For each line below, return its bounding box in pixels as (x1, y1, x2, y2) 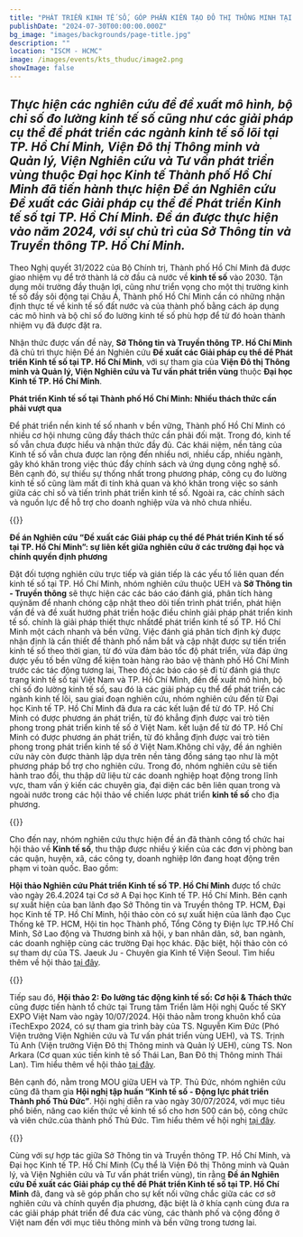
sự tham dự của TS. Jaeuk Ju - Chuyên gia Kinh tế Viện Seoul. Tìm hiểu (9, 947, 275, 958)
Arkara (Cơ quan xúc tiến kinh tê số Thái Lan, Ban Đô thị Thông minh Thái (9, 1049, 283, 1060)
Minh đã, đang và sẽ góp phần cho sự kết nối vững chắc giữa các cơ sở (9, 1188, 276, 1199)
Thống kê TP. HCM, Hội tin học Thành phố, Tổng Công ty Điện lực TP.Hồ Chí (9, 918, 294, 929)
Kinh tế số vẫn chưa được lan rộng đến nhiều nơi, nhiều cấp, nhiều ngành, (9, 449, 283, 460)
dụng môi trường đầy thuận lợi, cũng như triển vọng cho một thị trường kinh (9, 281, 289, 292)
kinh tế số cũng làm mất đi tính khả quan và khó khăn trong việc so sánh (9, 478, 279, 488)
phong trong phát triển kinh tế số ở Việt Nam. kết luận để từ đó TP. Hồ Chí (9, 721, 283, 732)
